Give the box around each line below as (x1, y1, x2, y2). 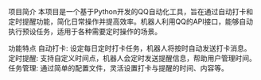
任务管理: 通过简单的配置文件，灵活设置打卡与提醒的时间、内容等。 (8, 63, 228, 73)
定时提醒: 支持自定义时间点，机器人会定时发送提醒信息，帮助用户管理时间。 (8, 54, 256, 63)
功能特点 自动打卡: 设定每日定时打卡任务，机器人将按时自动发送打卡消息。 (8, 44, 251, 53)
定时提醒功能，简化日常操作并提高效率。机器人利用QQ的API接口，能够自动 (8, 17, 253, 26)
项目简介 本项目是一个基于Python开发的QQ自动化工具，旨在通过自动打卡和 (8, 7, 253, 16)
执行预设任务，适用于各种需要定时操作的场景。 (8, 27, 162, 36)
